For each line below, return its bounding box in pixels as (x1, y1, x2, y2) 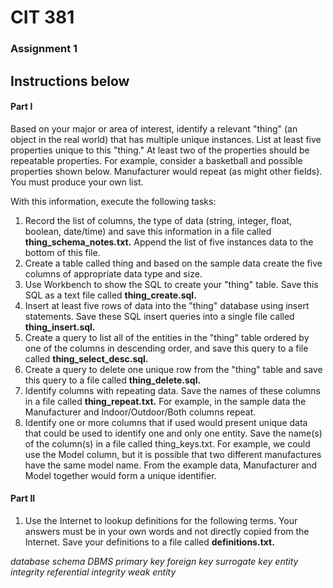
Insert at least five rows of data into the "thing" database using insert (24, 299, 310, 311)
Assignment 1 (10, 42, 78, 56)
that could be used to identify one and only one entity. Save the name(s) (24, 427, 323, 439)
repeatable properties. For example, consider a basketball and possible (10, 154, 303, 166)
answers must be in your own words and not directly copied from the (24, 525, 310, 537)
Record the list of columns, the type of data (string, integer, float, (24, 214, 293, 226)
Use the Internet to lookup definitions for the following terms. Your (24, 514, 298, 526)
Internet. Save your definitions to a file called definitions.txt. (24, 536, 275, 548)
